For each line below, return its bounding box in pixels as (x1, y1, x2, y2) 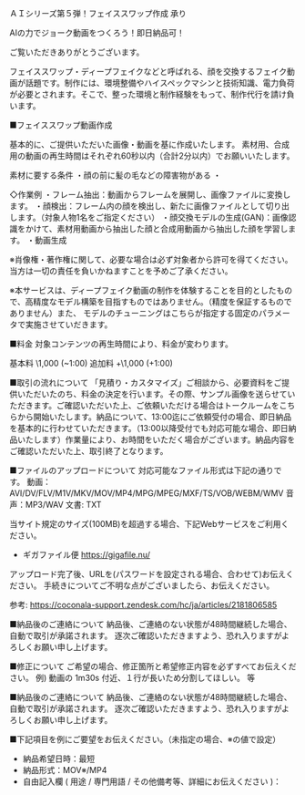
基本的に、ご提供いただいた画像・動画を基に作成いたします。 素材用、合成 (9, 139, 290, 150)
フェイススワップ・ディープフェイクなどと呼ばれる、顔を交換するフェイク (9, 67, 288, 77)
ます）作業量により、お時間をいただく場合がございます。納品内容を (40, 434, 296, 445)
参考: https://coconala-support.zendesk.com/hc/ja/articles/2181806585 (9, 600, 278, 610)
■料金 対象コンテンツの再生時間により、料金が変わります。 (9, 338, 234, 349)
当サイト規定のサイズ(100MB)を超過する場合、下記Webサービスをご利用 (9, 519, 281, 529)
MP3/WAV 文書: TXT (25, 500, 102, 510)
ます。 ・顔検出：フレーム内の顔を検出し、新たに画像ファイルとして (9, 201, 266, 212)
